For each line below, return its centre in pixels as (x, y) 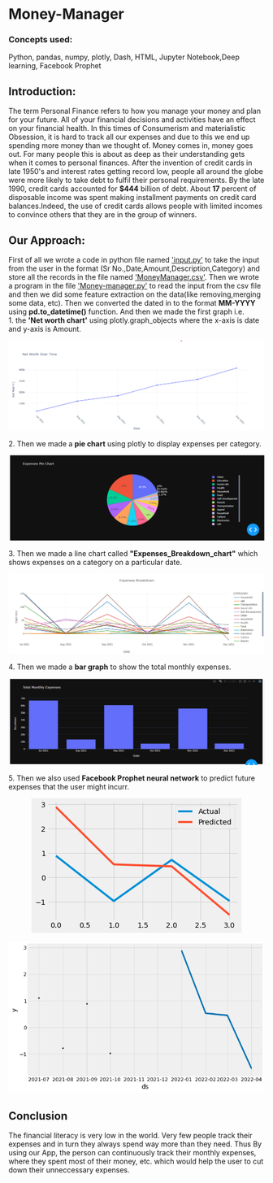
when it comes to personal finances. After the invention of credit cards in (130, 163)
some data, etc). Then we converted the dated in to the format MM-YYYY (132, 303)
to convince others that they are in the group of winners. (103, 215)
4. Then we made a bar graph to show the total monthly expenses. (120, 667)
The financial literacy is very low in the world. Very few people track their (130, 1135)
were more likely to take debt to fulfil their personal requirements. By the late (136, 180)
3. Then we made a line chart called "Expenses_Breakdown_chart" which (133, 554)
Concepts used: (41, 40)
